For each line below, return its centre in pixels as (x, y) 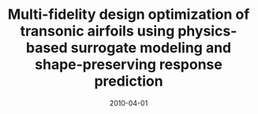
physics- (207, 31)
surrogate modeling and (151, 48)
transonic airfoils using (97, 31)
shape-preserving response (129, 65)
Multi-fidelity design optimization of (129, 15)
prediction (129, 81)
